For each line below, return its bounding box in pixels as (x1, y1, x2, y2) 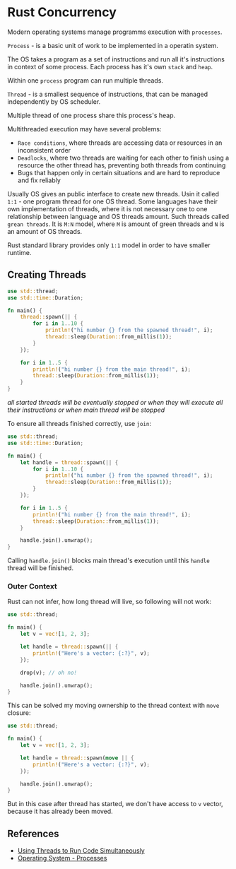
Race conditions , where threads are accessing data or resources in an (17, 138, 223, 147)
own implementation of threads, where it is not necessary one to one (7, 204, 208, 213)
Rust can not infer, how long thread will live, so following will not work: (7, 598, 212, 606)
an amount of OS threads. (7, 227, 83, 235)
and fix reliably (17, 176, 61, 184)
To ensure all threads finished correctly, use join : (7, 420, 152, 427)
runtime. (7, 248, 32, 256)
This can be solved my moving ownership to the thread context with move (7, 701, 220, 710)
